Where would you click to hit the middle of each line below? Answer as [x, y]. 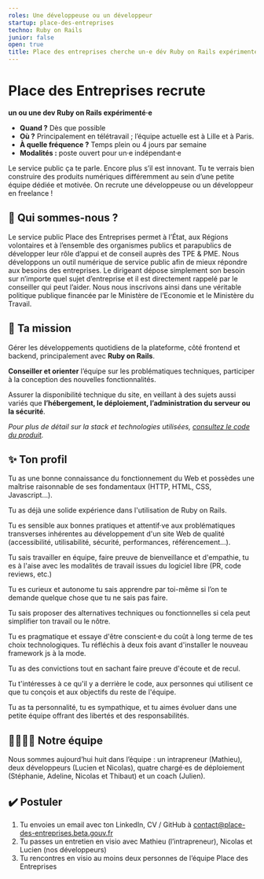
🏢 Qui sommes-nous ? [63, 218]
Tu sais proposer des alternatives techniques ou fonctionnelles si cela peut [129, 613]
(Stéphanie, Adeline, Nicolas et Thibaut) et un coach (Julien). [107, 776]
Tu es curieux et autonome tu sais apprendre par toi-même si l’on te [118, 590]
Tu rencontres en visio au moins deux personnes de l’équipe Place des [134, 858]
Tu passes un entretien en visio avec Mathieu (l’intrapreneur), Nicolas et [136, 841]
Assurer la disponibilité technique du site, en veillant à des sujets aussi [122, 395]
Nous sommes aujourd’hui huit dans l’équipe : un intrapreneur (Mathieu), [125, 759]
